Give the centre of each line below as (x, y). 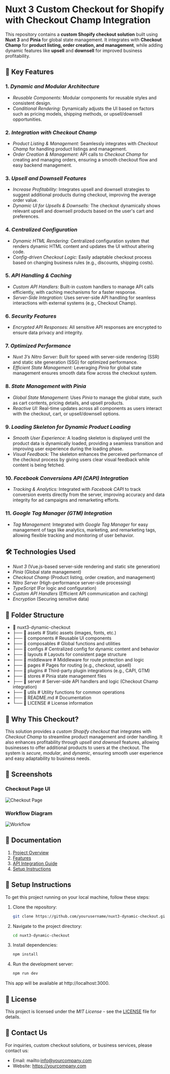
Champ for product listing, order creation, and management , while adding (84, 45)
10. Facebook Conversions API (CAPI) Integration (67, 478)
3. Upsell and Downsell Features (46, 178)
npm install (25, 954)
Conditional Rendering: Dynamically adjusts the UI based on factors (83, 108)
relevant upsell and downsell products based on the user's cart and (83, 211)
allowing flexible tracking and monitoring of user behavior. (73, 535)
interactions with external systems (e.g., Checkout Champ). (75, 303)
